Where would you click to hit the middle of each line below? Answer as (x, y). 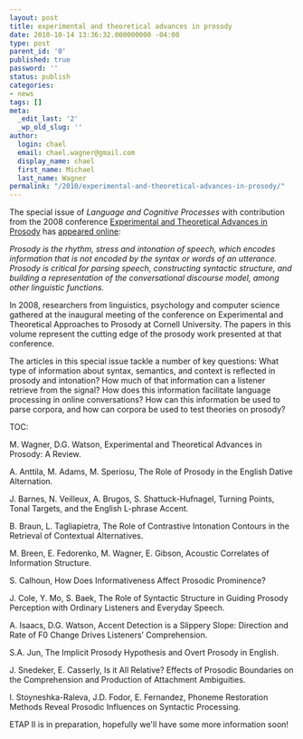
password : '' (34, 69)
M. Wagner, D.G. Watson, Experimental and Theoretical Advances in (136, 444)
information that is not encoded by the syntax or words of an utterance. (143, 258)
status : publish (40, 77)
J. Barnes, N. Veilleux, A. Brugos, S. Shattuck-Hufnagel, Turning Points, (142, 499)
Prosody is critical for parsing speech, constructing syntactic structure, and (151, 268)
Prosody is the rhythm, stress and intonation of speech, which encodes (142, 249)
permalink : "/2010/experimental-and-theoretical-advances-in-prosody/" (147, 187)
